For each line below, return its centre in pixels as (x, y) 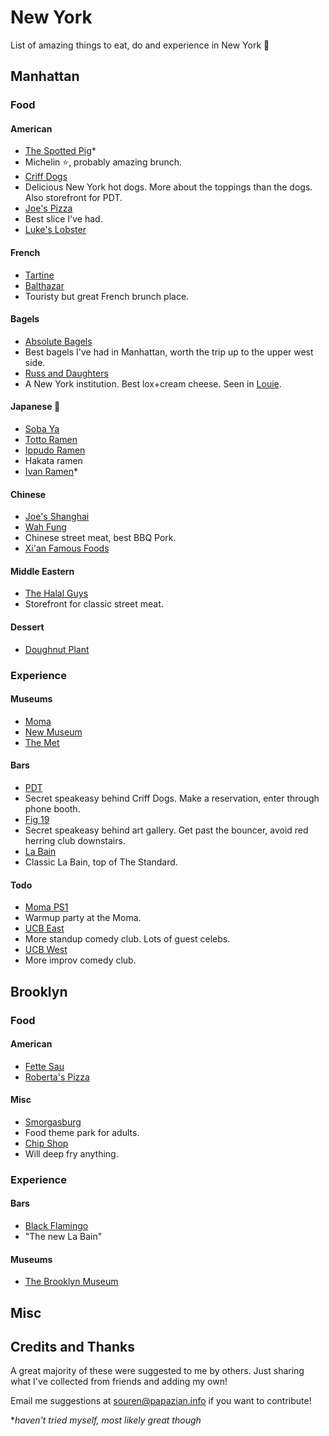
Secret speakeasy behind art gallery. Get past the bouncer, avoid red (166, 830)
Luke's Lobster (55, 230)
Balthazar (44, 285)
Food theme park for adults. (82, 1132)
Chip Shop (46, 1143)
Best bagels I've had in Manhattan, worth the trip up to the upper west (169, 352)
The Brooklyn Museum (71, 1282)
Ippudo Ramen (55, 450)
